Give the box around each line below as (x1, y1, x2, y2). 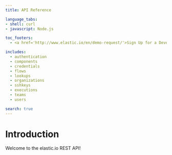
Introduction (5, 128, 59, 140)
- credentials (10, 63, 40, 69)
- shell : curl (5, 21, 36, 27)
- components (10, 59, 38, 64)
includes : (5, 50, 27, 55)
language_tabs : (5, 16, 38, 22)
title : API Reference (5, 7, 52, 13)
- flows (10, 69, 27, 74)
